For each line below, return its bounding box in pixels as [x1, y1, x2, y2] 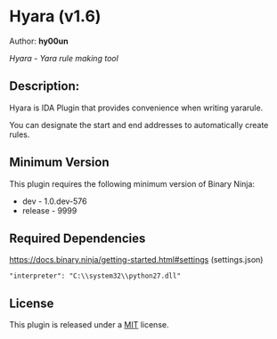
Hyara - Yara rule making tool [9, 52, 118, 63]
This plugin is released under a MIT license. [9, 319, 169, 330]
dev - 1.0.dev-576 [21, 196, 87, 206]
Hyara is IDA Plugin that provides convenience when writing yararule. [9, 102, 264, 113]
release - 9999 [21, 205, 77, 215]
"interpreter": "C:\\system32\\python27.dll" [9, 271, 181, 281]
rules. [9, 129, 30, 140]
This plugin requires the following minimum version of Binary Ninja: [9, 178, 256, 189]
